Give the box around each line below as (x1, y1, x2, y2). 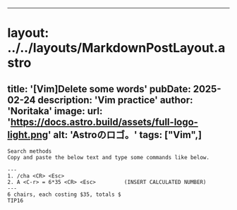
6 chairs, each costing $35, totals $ (7, 191, 121, 198)
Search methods (7, 148, 52, 155)
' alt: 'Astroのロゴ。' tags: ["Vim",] (48, 128, 202, 141)
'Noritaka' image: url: (7, 105, 103, 117)
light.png (7, 128, 49, 141)
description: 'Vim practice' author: (37, 94, 193, 106)
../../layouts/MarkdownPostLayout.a (7, 40, 226, 56)
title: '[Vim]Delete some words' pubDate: (7, 82, 192, 95)
